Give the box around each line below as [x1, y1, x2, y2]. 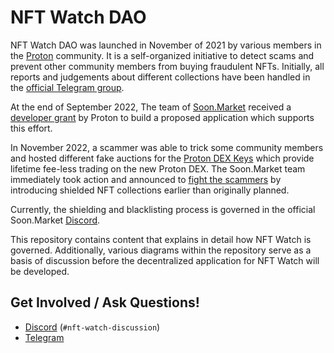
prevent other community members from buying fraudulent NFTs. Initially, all [10, 60, 325, 72]
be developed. [10, 265, 70, 277]
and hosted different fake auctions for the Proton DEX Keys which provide [10, 152, 315, 164]
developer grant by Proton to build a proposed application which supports [10, 111, 315, 123]
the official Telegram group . [10, 81, 125, 93]
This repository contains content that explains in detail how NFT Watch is [10, 233, 312, 245]
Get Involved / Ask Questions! [10, 294, 200, 311]
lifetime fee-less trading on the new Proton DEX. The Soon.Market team [10, 162, 306, 175]
